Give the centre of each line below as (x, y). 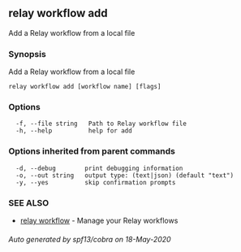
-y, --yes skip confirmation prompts (96, 182)
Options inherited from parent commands (92, 151)
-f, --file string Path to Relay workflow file (101, 124)
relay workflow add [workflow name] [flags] (85, 87)
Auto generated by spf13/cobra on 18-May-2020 (90, 239)
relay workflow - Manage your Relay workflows (99, 220)
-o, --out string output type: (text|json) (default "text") (125, 175)
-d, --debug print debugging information (99, 168)
